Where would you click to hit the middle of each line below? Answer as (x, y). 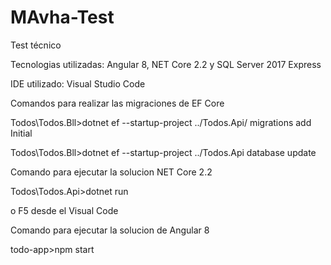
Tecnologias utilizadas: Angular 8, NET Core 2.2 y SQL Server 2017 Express (166, 64)
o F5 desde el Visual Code (64, 210)
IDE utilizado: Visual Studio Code (78, 83)
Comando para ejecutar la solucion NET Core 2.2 (111, 172)
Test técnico (36, 45)
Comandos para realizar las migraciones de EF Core (117, 103)
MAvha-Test (62, 17)
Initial (21, 133)
